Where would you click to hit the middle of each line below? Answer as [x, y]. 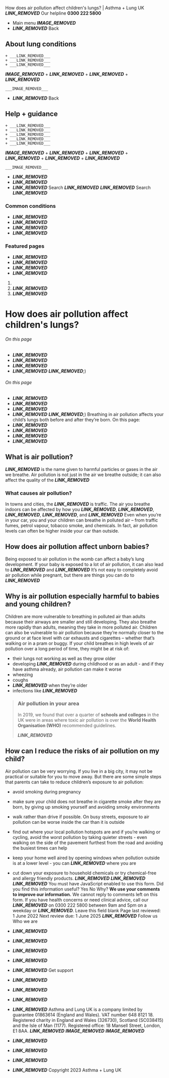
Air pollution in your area [48, 704]
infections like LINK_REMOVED [45, 690]
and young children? [38, 604]
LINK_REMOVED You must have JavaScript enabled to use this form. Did [88, 883]
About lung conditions [41, 44]
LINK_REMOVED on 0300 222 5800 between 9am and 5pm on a [79, 905]
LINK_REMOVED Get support [43, 970]
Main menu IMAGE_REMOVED [44, 23]
